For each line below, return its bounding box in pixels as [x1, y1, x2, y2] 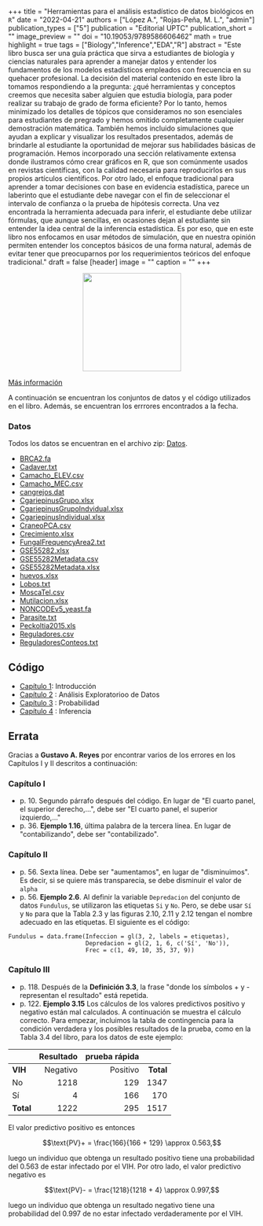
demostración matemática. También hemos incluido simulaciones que [8, 123, 234, 133]
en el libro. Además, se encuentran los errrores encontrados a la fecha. [8, 401, 239, 411]
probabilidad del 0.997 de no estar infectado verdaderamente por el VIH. [8, 1209, 243, 1218]
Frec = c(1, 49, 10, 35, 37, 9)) [85, 946, 195, 954]
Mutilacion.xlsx [19, 596, 69, 606]
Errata [8, 729, 39, 742]
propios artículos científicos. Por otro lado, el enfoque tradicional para [8, 174, 235, 183]
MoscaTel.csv [19, 587, 65, 597]
